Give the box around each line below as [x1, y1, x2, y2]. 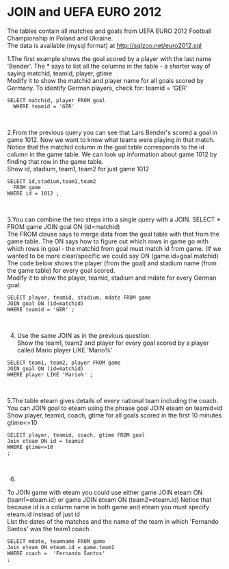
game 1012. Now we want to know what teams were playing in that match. [7, 135, 215, 144]
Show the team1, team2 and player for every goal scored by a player [16, 339, 209, 347]
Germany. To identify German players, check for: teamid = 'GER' [7, 84, 188, 92]
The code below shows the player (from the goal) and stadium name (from [7, 258, 217, 267]
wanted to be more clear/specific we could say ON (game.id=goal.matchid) [7, 252, 219, 260]
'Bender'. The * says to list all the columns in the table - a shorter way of [7, 62, 211, 70]
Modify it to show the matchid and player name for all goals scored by [7, 76, 204, 84]
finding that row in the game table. [7, 157, 104, 165]
